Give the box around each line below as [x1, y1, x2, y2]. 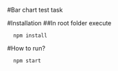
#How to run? [7, 44, 46, 52]
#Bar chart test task [7, 6, 63, 14]
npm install [13, 32, 48, 39]
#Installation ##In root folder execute [7, 19, 112, 27]
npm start [13, 57, 41, 64]
